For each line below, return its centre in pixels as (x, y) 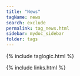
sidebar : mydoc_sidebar (35, 34)
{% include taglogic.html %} (40, 56)
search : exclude (26, 23)
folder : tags (22, 39)
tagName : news (24, 17)
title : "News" (24, 12)
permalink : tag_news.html (38, 28)
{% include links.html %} (36, 68)
